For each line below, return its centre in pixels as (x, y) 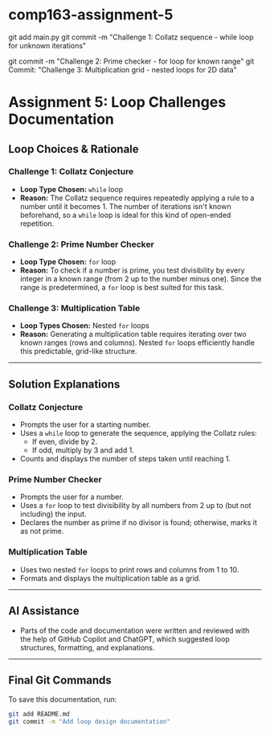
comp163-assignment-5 (91, 15)
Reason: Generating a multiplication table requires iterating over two (133, 334)
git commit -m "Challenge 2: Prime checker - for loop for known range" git (131, 61)
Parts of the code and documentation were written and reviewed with (135, 630)
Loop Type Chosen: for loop (68, 262)
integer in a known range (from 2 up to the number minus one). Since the (141, 279)
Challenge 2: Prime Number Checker (81, 244)
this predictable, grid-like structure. (78, 351)
